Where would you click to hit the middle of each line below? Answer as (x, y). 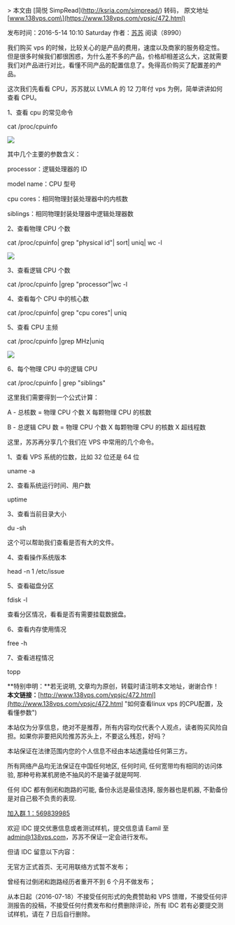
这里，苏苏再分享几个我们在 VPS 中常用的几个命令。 (83, 442)
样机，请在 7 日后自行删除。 (54, 914)
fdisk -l (17, 600)
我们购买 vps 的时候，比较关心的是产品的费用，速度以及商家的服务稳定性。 (115, 47)
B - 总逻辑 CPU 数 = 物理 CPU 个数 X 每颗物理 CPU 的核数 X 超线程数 (107, 427)
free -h (17, 643)
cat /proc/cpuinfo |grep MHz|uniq (56, 341)
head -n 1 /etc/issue (36, 571)
